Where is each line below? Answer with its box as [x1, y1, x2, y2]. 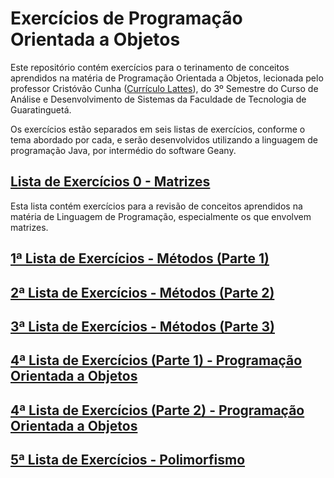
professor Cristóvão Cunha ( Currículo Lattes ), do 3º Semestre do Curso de [10, 82, 319, 94]
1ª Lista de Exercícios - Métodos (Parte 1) [10, 250, 270, 267]
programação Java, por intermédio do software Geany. [10, 144, 237, 156]
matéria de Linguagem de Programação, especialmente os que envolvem [10, 210, 312, 222]
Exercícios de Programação [10, 7, 243, 30]
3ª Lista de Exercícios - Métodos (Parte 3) [10, 318, 275, 335]
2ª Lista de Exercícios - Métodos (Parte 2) [10, 284, 275, 301]
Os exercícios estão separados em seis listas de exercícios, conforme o [10, 123, 306, 135]
